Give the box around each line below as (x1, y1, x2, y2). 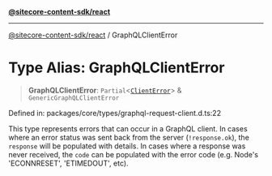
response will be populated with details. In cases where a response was (8, 141, 246, 151)
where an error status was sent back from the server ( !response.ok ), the (8, 132, 249, 142)
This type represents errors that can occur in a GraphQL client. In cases (8, 123, 249, 133)
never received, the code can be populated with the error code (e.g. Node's (8, 149, 259, 159)
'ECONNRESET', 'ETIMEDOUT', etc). (8, 158, 129, 168)
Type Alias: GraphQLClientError (8, 58, 225, 77)
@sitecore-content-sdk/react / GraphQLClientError (8, 30, 178, 40)
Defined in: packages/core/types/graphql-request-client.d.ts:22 (8, 108, 221, 118)
